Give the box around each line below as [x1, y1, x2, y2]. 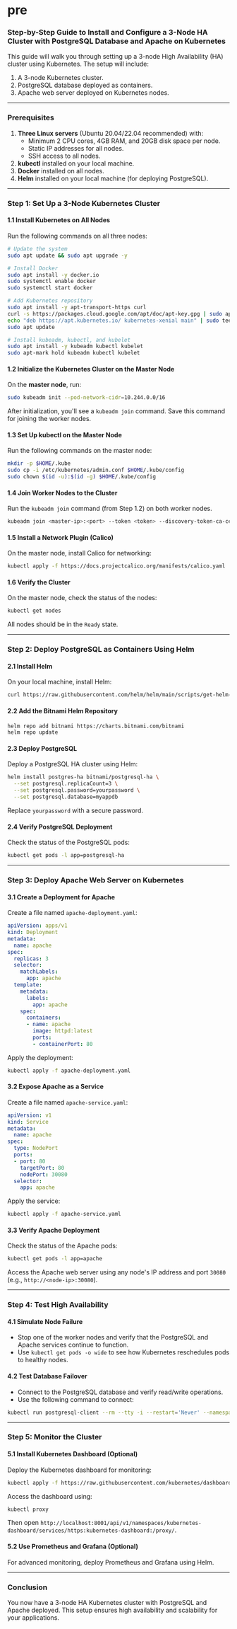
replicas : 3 [13, 955, 49, 962]
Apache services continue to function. [17, 1340, 129, 1349]
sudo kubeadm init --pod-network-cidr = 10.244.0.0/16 [7, 394, 166, 401]
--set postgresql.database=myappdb [13, 793, 119, 801]
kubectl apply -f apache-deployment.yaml [7, 1067, 131, 1074]
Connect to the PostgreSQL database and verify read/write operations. [17, 1388, 224, 1396]
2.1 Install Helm [7, 662, 53, 670]
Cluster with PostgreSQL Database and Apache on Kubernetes [7, 36, 226, 46]
